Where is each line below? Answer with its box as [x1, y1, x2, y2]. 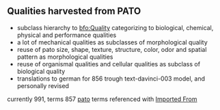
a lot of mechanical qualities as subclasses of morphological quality [16, 38, 208, 46]
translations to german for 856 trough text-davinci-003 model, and [16, 74, 206, 83]
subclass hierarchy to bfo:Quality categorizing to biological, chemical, [16, 23, 214, 31]
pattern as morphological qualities [16, 53, 113, 61]
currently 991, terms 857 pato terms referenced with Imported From [7, 95, 197, 103]
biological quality [16, 67, 66, 75]
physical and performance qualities [16, 31, 117, 39]
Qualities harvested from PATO [7, 5, 141, 17]
